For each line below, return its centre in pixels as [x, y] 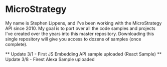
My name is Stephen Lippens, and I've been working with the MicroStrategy [83, 23]
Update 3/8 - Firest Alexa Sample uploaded [50, 59]
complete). [16, 44]
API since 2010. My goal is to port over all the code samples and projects [80, 28]
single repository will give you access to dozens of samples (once [73, 39]
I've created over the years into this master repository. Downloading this [80, 33]
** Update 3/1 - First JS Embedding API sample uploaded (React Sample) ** [83, 54]
